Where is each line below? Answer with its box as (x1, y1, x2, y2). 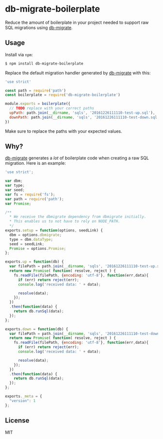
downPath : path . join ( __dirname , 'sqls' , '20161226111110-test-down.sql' (9, 115, 160, 120)
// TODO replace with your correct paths (9, 106, 95, 111)
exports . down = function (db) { (5, 327, 68, 332)
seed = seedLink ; (9, 242, 45, 246)
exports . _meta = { (5, 394, 42, 399)
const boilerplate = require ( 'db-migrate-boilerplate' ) (5, 92, 120, 98)
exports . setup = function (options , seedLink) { (5, 228, 103, 233)
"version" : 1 (9, 398, 36, 403)
